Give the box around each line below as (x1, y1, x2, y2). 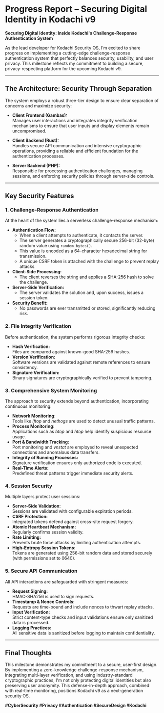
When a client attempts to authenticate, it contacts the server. (19, 232, 144, 238)
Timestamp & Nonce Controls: (12, 599, 75, 605)
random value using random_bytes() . (19, 243, 93, 249)
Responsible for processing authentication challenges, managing (12, 168, 143, 174)
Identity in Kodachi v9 (5, 14, 96, 25)
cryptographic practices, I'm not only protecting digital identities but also (5, 677, 151, 683)
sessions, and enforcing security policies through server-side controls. (12, 173, 155, 179)
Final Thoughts (5, 649, 52, 657)
